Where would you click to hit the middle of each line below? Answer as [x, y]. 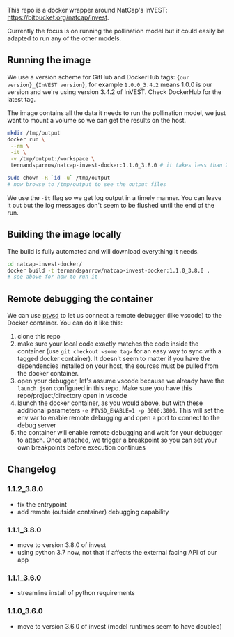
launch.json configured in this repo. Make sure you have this [104, 388]
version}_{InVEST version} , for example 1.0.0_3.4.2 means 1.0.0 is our [110, 84]
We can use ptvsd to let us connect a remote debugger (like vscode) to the [115, 316]
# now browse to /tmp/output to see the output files [87, 184]
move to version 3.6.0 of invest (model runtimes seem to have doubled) [120, 626]
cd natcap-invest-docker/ [45, 264]
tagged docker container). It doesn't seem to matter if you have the [114, 359]
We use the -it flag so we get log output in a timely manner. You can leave [115, 197]
